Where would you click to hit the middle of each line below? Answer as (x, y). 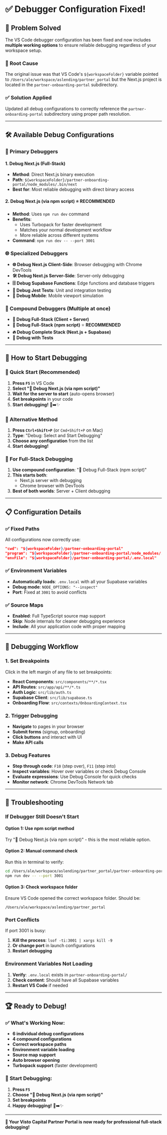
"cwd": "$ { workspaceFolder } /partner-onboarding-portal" (64, 549)
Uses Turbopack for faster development (61, 225)
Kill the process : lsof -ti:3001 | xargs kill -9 (62, 940)
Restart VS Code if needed (40, 985)
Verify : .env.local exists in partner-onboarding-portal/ (70, 974)
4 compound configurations (42, 1039)
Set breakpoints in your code (42, 399)
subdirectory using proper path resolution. (87, 114)
